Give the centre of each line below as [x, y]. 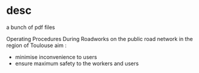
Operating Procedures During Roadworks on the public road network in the [100, 39]
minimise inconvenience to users [56, 57]
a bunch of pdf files [31, 27]
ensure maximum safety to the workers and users [77, 63]
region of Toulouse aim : [36, 45]
